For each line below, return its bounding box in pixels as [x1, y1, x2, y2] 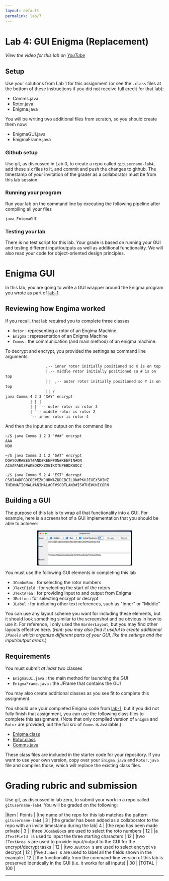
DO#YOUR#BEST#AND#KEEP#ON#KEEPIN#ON [5, 458, 82, 463]
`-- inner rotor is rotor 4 [30, 414, 89, 419]
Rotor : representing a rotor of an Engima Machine [12, 328, 117, 334]
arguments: [5, 353, 29, 359]
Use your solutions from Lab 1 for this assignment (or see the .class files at [5, 81, 161, 87]
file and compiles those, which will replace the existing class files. [5, 763, 142, 769]
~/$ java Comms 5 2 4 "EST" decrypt [5, 472, 82, 477]
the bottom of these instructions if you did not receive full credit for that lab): [5, 86, 164, 92]
